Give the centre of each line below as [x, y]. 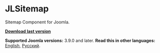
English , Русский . [23, 45]
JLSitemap [27, 9]
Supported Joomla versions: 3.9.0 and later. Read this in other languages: [80, 40]
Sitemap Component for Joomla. [37, 22]
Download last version [28, 31]
